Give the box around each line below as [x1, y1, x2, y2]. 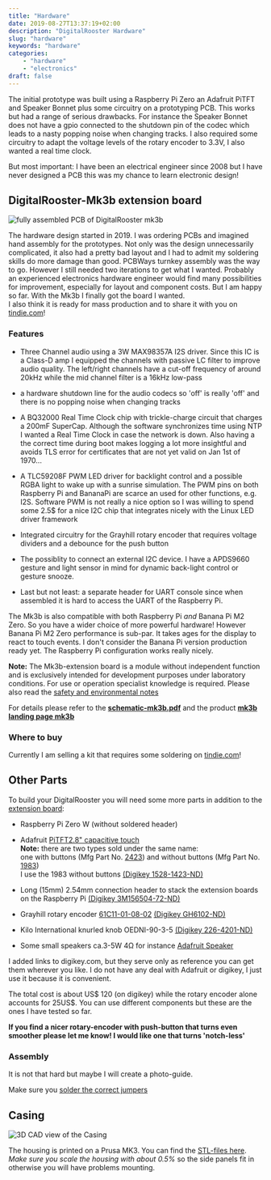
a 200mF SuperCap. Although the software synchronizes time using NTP [19, 421, 263, 431]
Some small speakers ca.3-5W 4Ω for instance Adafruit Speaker [19, 940, 234, 950]
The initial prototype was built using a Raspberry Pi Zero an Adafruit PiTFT [8, 94, 256, 104]
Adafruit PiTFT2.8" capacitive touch [19, 834, 140, 844]
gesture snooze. [19, 571, 74, 581]
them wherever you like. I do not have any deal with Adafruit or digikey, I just [8, 965, 262, 974]
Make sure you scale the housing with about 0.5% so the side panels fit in [8, 1154, 255, 1164]
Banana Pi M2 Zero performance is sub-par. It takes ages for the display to [8, 628, 256, 638]
